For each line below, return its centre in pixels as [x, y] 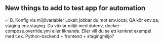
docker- [113, 25]
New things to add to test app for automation [75, 8]
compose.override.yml [28, 31]
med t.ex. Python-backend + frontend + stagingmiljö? [60, 36]
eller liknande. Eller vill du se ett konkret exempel [102, 31]
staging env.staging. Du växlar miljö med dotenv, [55, 25]
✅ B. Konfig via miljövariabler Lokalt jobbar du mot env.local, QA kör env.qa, [82, 20]
